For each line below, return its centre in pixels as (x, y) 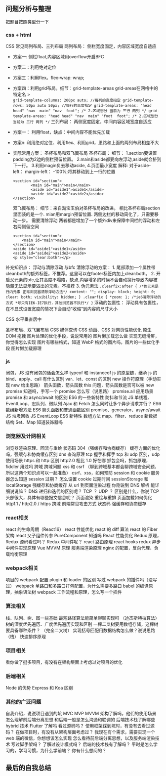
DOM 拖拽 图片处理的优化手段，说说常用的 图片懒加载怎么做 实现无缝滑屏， (83, 336)
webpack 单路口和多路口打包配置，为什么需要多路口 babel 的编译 (82, 586)
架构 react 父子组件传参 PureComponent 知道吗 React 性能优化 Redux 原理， (83, 536)
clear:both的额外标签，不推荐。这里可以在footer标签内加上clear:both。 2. (80, 274)
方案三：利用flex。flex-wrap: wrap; (48, 78)
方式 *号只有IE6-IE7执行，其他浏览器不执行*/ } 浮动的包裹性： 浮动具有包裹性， (83, 302)
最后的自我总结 (28, 768)
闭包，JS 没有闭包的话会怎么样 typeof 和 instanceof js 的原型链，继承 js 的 (82, 373)
